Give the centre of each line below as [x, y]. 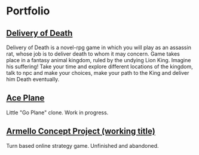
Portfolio [28, 11]
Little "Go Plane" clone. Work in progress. [57, 113]
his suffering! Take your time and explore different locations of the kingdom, [99, 66]
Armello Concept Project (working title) [81, 131]
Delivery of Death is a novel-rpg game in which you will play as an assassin [99, 47]
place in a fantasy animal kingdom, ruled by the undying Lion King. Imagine [99, 60]
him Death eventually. [33, 79]
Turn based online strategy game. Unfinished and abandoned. [82, 145]
